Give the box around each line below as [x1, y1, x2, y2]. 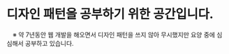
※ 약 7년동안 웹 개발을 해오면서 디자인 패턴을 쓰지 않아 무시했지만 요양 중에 [13, 30, 216, 39]
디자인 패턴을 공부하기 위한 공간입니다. [6, 6, 214, 22]
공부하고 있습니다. [24, 39, 74, 47]
